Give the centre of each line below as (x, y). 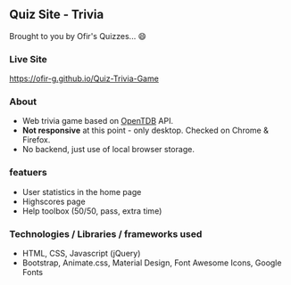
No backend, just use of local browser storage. (108, 150)
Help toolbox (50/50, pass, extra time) (92, 211)
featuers (28, 173)
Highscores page (54, 201)
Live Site (28, 59)
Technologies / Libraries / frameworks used (106, 233)
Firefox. (36, 140)
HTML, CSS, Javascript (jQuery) (81, 253)
